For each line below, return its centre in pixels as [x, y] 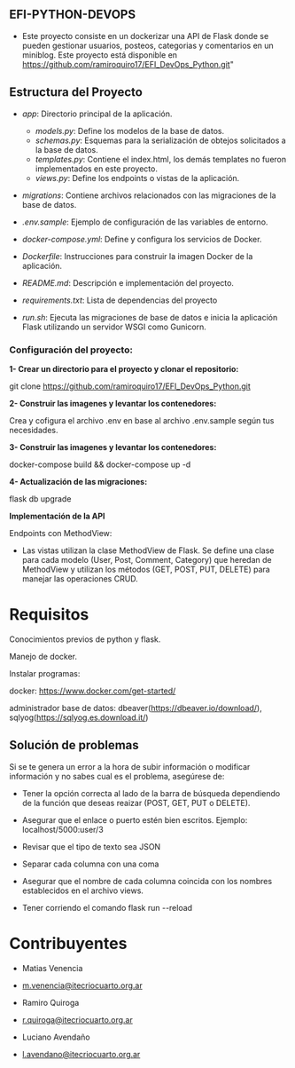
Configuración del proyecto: [71, 350]
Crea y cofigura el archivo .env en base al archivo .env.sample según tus [142, 420]
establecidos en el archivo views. [83, 890]
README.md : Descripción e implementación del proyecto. [128, 282]
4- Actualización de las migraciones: [78, 481]
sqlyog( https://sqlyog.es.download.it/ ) [79, 717]
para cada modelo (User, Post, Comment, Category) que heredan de [147, 559]
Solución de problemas [74, 745]
